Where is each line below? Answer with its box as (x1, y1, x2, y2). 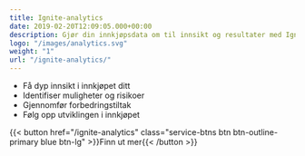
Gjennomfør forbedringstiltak (22, 100, 132, 110)
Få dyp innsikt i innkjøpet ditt (22, 81, 131, 91)
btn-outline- (232, 127, 279, 137)
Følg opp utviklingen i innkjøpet (22, 110, 141, 120)
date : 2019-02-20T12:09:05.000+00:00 (9, 22, 152, 31)
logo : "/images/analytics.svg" (9, 38, 128, 48)
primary (9, 137, 39, 147)
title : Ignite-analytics (9, 13, 103, 23)
